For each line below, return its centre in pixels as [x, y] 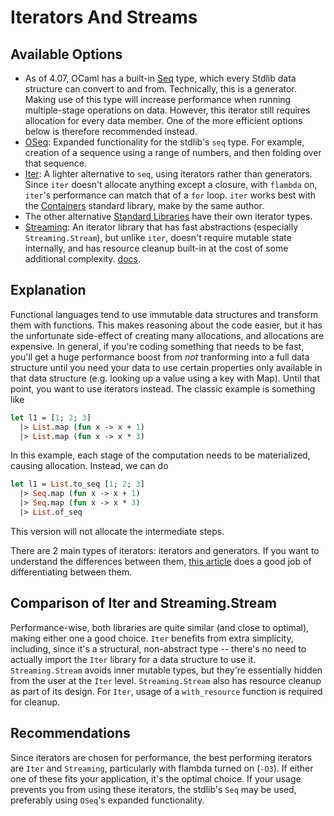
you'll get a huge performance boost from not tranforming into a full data [160, 357]
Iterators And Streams [104, 17]
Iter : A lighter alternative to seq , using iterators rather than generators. [168, 174]
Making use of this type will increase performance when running [158, 99]
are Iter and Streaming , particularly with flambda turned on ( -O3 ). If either [162, 768]
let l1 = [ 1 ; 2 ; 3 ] [51, 417]
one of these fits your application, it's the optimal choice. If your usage [156, 778]
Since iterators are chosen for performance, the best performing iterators [161, 757]
